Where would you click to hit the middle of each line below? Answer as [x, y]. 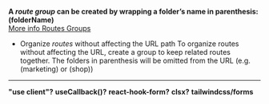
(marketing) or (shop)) [56, 69]
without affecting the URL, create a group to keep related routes [125, 52]
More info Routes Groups [50, 28]
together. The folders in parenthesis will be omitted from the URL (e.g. [135, 60]
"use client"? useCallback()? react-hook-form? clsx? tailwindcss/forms [131, 92]
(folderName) [31, 20]
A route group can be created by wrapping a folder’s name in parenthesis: [133, 12]
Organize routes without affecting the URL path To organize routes [129, 44]
